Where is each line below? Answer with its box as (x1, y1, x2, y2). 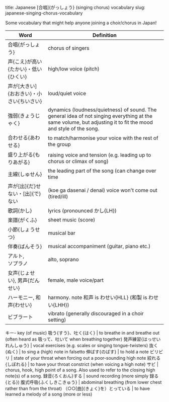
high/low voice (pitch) (47, 65, 100, 72)
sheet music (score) (47, 216, 96, 223)
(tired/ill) (47, 193, 68, 200)
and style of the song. (47, 125, 100, 132)
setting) (47, 316, 66, 323)
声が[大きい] (8, 83, 37, 90)
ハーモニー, (8, 294, 35, 301)
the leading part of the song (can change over (47, 168, 157, 174)
